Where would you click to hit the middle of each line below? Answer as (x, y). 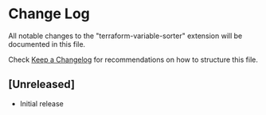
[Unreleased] (42, 84)
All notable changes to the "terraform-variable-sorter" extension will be (125, 36)
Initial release (41, 103)
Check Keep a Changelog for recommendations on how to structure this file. (133, 59)
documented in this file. (47, 44)
